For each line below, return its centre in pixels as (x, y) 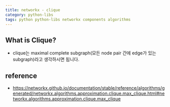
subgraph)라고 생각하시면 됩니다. (46, 60)
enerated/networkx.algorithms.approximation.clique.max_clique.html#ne (89, 93)
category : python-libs (29, 15)
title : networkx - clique (33, 10)
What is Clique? (31, 40)
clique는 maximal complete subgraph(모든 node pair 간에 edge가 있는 (84, 53)
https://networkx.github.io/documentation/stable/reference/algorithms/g (89, 88)
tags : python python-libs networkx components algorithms (68, 19)
